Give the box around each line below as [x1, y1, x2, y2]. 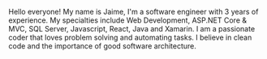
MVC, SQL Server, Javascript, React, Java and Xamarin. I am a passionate [8, 24, 256, 33]
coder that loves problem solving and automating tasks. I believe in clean [8, 32, 252, 42]
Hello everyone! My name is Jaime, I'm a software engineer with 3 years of [8, 7, 259, 16]
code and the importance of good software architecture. [8, 41, 197, 51]
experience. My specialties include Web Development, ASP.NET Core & [8, 15, 248, 25]
